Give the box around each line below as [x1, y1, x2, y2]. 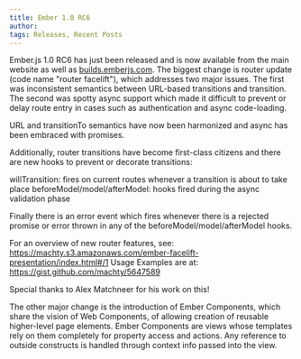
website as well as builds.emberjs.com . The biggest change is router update [9, 64, 293, 75]
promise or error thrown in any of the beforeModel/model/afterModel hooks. [9, 220, 293, 231]
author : [9, 22, 39, 31]
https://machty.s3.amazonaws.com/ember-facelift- [9, 247, 199, 258]
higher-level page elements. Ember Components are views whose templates [9, 321, 293, 332]
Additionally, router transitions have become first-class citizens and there [9, 147, 281, 158]
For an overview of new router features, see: [9, 238, 175, 249]
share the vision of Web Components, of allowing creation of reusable [9, 311, 269, 322]
